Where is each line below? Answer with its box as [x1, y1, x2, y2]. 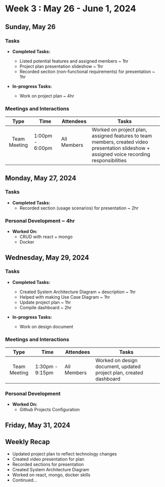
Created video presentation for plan [12, 456, 84, 462]
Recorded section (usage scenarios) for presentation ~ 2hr [19, 205, 139, 211]
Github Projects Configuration [19, 407, 80, 413]
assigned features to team [91, 133, 152, 139]
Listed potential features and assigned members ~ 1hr [19, 58, 129, 64]
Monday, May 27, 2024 [5, 174, 77, 182]
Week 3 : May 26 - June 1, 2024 [5, 3, 137, 14]
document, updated [95, 363, 141, 370]
